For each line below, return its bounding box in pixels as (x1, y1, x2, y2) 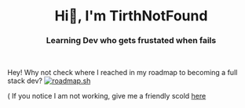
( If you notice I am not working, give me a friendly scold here (7, 92, 207, 101)
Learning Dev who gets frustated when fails (46, 35, 217, 46)
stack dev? (7, 76, 43, 85)
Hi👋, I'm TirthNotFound (54, 7, 208, 25)
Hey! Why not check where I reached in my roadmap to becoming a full (7, 68, 238, 77)
